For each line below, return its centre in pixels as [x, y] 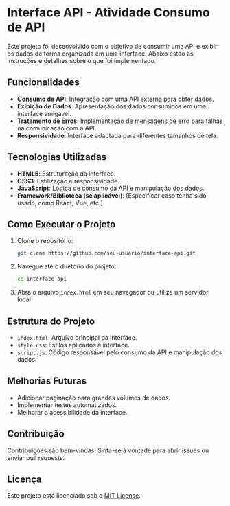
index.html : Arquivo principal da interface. [77, 337]
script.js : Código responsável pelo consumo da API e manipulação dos [119, 352]
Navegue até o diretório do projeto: [67, 266]
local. [25, 299]
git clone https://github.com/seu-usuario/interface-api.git [106, 253]
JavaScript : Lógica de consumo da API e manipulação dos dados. [111, 188]
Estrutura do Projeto [51, 321]
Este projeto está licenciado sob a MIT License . [74, 496]
